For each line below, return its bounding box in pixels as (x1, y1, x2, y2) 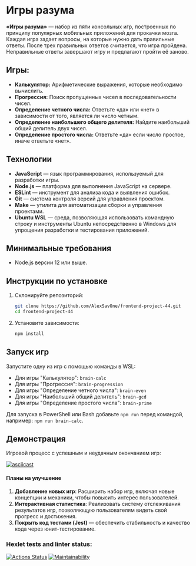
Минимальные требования (6, 243, 112, 254)
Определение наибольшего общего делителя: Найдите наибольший (14, 119, 190, 126)
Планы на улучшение (6, 475, 62, 482)
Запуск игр (6, 347, 49, 357)
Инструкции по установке (6, 276, 108, 286)
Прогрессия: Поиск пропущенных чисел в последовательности (14, 93, 177, 100)
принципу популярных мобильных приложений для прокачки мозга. (6, 29, 179, 36)
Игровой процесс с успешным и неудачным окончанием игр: (6, 449, 161, 457)
